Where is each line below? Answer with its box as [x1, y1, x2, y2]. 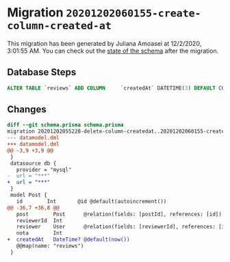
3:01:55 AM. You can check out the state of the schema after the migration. [7, 47, 219, 55]
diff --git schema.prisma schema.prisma [7, 122, 125, 129]
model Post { [10, 192, 48, 199]
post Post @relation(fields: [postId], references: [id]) [16, 211, 222, 218]
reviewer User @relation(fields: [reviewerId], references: [16, 224, 216, 231]
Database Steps [7, 66, 77, 78]
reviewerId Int [16, 217, 63, 224]
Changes [7, 104, 47, 116]
